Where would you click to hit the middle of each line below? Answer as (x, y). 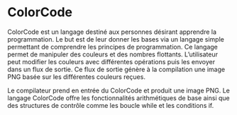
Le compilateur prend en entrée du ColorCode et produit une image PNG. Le (119, 90)
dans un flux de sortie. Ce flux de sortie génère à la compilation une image (116, 69)
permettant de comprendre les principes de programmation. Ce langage (113, 47)
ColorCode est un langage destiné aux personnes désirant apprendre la (112, 32)
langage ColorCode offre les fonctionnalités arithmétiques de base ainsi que (119, 98)
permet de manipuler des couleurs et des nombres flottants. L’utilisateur (113, 54)
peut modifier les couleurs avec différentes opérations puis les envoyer (111, 61)
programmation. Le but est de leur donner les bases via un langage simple (116, 39)
